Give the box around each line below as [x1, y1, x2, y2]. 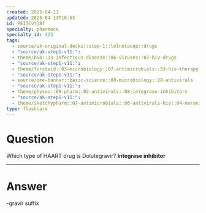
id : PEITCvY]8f [6, 20, 45, 26]
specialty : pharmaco [6, 26, 59, 32]
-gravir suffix [6, 200, 39, 207]
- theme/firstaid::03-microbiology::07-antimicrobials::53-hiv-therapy [12, 65, 199, 72]
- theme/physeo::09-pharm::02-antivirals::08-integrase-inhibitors [12, 89, 188, 95]
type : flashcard [6, 105, 48, 112]
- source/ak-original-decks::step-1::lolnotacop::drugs [12, 43, 158, 50]
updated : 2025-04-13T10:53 [6, 15, 75, 21]
